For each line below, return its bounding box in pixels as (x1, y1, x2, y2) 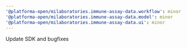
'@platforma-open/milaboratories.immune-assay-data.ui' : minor (5, 19, 166, 25)
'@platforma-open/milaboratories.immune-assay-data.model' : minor (5, 14, 173, 20)
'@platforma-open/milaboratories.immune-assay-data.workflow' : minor (5, 8, 182, 15)
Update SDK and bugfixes (5, 36, 69, 43)
